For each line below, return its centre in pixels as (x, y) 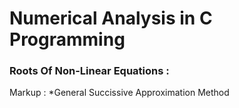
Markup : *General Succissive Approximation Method (119, 93)
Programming (67, 39)
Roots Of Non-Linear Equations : (89, 71)
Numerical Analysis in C (111, 18)
